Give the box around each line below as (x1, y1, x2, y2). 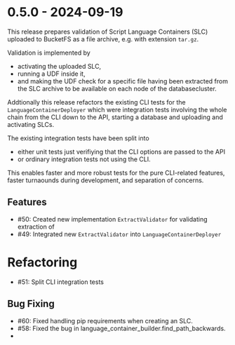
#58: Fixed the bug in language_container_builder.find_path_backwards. (17, 324, 226, 332)
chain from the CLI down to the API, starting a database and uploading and (7, 113, 223, 121)
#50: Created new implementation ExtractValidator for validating (17, 215, 208, 223)
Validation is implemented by (7, 48, 91, 57)
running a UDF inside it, (17, 69, 86, 78)
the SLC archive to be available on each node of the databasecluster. (17, 84, 217, 93)
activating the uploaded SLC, (17, 62, 102, 70)
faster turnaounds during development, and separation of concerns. (7, 176, 204, 184)
